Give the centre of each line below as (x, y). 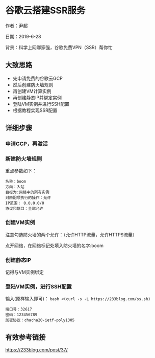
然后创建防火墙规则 (33, 84)
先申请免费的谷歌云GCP (37, 78)
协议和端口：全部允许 (24, 209)
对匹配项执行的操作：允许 (28, 198)
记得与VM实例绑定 (25, 272)
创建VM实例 (20, 222)
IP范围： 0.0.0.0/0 (25, 203)
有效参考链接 (25, 337)
